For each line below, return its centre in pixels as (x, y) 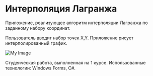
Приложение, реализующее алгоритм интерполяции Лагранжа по (76, 23)
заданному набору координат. (38, 28)
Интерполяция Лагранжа (61, 9)
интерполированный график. (36, 43)
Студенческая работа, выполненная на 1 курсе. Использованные (75, 62)
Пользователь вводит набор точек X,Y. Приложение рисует (69, 38)
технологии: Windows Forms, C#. (41, 68)
